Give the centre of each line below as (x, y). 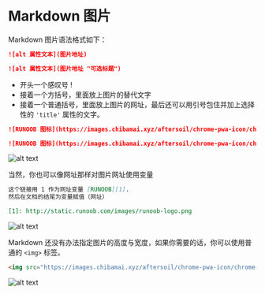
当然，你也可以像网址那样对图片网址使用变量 (81, 175)
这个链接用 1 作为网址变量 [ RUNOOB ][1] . (69, 190)
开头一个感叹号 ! (46, 84)
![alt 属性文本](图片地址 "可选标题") (65, 69)
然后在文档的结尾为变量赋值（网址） (58, 197)
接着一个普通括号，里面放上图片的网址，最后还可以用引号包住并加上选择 (137, 104)
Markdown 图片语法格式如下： (58, 39)
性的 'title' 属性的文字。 (62, 114)
